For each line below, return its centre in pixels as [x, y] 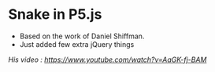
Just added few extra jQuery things [77, 44]
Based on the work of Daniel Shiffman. [82, 36]
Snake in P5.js [55, 14]
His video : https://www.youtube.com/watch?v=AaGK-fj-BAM [107, 59]
